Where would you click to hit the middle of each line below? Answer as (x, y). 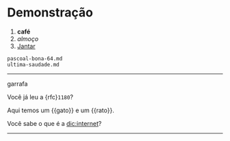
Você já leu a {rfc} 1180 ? (40, 97)
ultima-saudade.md (33, 64)
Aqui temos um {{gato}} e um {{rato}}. (61, 110)
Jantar (26, 46)
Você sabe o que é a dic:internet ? (54, 123)
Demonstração (50, 13)
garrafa (17, 84)
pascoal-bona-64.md (35, 59)
